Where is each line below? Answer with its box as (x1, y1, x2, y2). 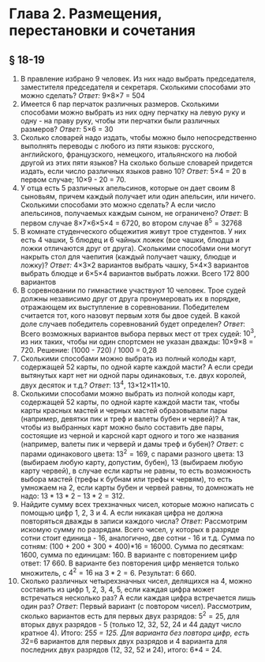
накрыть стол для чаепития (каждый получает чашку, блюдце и (20, 252, 237, 261)
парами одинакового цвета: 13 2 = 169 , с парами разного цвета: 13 (20, 448, 244, 459)
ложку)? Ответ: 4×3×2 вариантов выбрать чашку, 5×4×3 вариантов (20, 260, 249, 270)
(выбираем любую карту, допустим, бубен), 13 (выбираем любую (20, 457, 244, 467)
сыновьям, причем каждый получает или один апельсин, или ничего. (20, 191, 256, 201)
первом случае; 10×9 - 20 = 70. (20, 175, 127, 184)
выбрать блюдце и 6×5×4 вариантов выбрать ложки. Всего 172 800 (20, 268, 250, 278)
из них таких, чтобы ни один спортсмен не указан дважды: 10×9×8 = (20, 337, 254, 346)
